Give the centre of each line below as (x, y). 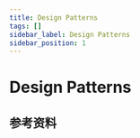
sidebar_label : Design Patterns (70, 34)
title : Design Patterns (54, 18)
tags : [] (26, 26)
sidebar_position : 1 (48, 43)
